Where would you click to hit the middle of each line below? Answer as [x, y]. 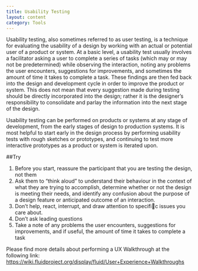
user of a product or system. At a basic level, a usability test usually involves [99, 52]
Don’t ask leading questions [48, 219]
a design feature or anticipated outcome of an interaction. [85, 200]
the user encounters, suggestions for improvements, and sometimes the [94, 71]
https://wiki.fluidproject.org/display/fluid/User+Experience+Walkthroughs [95, 262]
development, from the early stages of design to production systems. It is [95, 127]
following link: [23, 256]
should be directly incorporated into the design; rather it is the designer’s [95, 96]
